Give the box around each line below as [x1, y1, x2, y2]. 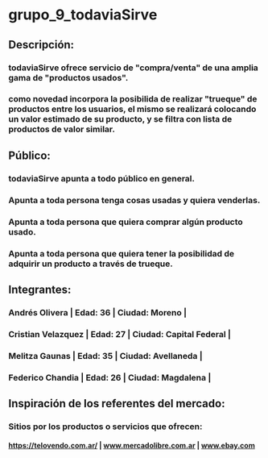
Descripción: [8, 38, 75, 52]
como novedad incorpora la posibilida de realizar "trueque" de [8, 94, 258, 105]
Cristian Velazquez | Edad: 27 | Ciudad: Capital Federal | [8, 328, 232, 339]
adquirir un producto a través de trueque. [8, 258, 173, 269]
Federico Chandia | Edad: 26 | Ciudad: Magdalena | [8, 372, 212, 383]
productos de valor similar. [8, 123, 115, 135]
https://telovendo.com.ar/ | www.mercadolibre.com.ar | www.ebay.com [8, 441, 255, 451]
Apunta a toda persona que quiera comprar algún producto [8, 216, 243, 227]
